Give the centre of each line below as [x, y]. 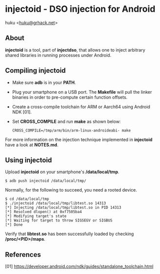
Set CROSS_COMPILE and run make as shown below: [66, 121]
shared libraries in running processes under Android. [58, 55]
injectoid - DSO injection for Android [80, 9]
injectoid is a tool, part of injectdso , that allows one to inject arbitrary [75, 50]
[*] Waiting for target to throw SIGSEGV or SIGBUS [59, 220]
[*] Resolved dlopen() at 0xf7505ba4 [44, 212]
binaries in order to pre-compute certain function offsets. [70, 97]
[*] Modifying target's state [36, 216]
